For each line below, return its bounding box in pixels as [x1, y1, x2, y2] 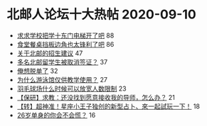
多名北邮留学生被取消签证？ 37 [16, 57, 108, 66]
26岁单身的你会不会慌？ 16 [16, 110, 96, 119]
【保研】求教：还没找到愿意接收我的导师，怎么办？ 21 [16, 93, 175, 101]
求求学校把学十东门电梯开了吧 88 [16, 31, 115, 40]
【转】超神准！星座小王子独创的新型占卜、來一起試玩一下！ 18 [16, 102, 201, 110]
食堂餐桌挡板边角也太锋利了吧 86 [16, 40, 115, 48]
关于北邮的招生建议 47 [16, 49, 83, 57]
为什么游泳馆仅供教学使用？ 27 [16, 75, 108, 84]
